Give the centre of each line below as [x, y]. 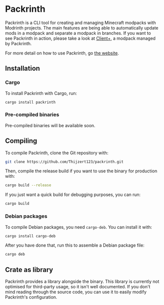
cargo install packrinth [30, 102]
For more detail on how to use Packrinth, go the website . [62, 53]
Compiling [21, 141]
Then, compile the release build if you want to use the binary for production [81, 171]
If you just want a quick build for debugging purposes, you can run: [73, 194]
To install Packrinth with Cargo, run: [41, 93]
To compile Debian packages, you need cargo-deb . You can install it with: [79, 227]
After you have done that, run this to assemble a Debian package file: [75, 245]
